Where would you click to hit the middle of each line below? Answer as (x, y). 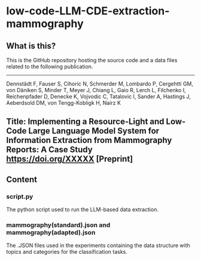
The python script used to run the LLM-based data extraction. (82, 210)
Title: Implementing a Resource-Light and (85, 122)
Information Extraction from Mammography (89, 140)
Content (22, 179)
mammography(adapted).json (51, 233)
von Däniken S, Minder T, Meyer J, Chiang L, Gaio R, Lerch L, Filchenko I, (96, 90)
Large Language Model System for (94, 131)
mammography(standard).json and (58, 225)
